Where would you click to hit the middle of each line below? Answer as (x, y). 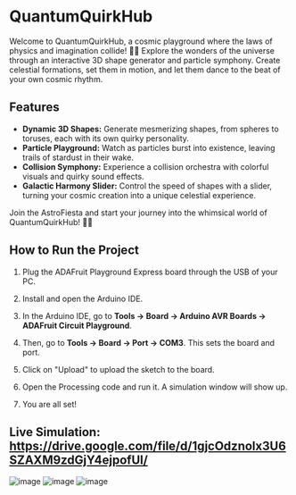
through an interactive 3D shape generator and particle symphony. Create (145, 60)
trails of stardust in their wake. (78, 157)
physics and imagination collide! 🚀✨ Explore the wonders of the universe (142, 50)
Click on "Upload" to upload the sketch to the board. (119, 369)
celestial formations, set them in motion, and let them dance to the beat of (145, 70)
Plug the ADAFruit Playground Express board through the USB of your (150, 272)
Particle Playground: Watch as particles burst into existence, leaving (148, 147)
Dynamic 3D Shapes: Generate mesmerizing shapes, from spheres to (150, 129)
